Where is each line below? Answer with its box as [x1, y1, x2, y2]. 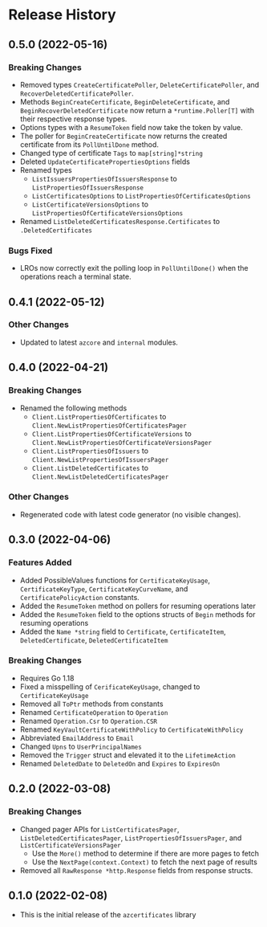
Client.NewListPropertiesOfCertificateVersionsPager [31, 439, 212, 447]
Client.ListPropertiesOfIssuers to [31, 446, 149, 455]
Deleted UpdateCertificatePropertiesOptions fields [19, 157, 191, 166]
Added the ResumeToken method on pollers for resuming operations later [19, 601, 257, 611]
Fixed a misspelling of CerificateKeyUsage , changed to [19, 681, 200, 692]
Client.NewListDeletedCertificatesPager [31, 472, 169, 481]
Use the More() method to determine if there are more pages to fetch [31, 848, 259, 858]
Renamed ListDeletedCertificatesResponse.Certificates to [19, 216, 220, 226]
